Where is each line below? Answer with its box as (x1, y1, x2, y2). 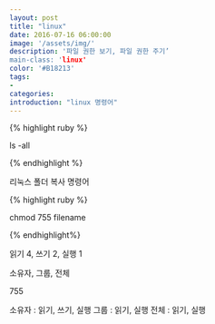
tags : (9, 73, 30, 82)
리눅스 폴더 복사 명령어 (9, 176, 90, 187)
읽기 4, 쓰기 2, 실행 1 (9, 249, 83, 260)
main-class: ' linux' (9, 55, 88, 64)
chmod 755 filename (9, 212, 86, 223)
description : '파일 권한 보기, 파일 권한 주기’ (9, 47, 170, 56)
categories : (9, 89, 54, 98)
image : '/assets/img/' (9, 38, 95, 48)
